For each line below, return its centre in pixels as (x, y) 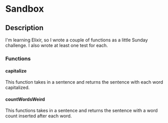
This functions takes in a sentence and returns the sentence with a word (81, 111)
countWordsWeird (25, 99)
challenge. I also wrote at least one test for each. (57, 45)
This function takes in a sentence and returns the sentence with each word (84, 82)
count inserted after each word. (39, 116)
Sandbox (25, 9)
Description (24, 28)
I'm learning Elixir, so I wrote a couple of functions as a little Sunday (77, 40)
